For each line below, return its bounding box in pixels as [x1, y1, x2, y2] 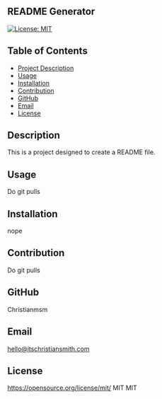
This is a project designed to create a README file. [7, 148, 156, 156]
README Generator [7, 6, 96, 18]
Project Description [17, 64, 74, 72]
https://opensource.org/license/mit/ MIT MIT [7, 383, 138, 392]
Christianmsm [7, 305, 48, 313]
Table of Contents [7, 45, 88, 57]
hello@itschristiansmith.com [7, 345, 90, 353]
